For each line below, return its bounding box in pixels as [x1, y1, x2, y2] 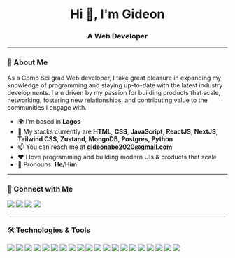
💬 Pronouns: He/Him [17, 160, 78, 169]
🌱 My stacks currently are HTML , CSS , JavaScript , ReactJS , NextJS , [17, 127, 218, 136]
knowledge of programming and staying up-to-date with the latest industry [7, 80, 223, 89]
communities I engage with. [7, 103, 87, 111]
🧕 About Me [7, 57, 48, 67]
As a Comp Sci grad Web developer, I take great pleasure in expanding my [7, 73, 222, 82]
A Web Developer [87, 31, 148, 41]
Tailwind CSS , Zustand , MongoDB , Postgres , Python [17, 134, 173, 143]
